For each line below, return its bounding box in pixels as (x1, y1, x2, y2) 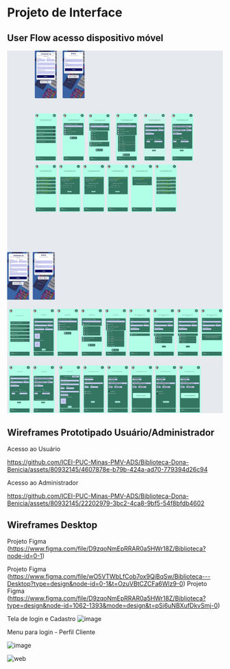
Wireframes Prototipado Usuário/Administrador (7, 427, 215, 438)
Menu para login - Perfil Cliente (7, 628, 96, 636)
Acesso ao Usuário (7, 445, 61, 453)
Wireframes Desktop (7, 519, 98, 531)
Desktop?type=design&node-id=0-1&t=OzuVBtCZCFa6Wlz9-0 (7, 580, 183, 588)
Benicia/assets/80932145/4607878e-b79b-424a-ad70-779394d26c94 (7, 466, 208, 474)
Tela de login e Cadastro (7, 615, 76, 623)
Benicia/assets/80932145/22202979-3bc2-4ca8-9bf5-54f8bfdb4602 (7, 499, 205, 507)
